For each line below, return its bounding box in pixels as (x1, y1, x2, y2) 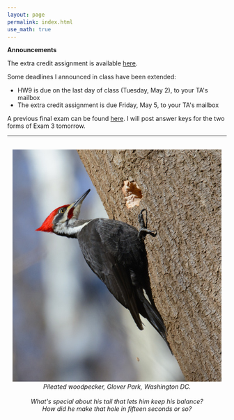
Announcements (7, 46, 57, 54)
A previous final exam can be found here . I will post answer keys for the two (7, 115, 225, 123)
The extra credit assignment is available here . (7, 59, 138, 67)
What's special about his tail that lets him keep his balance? (30, 397, 204, 406)
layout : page (7, 11, 45, 18)
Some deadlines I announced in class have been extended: (7, 73, 176, 81)
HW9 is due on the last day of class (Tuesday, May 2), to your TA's (17, 86, 208, 95)
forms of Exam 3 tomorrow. (7, 122, 86, 130)
